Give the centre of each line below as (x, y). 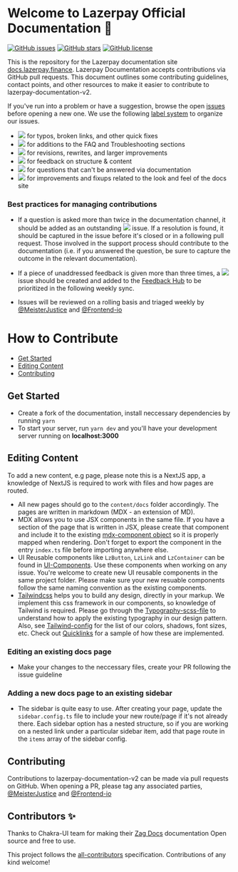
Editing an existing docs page (59, 652)
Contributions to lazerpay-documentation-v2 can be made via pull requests (118, 779)
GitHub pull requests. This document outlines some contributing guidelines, (118, 77)
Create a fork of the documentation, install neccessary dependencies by (124, 413)
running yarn (36, 420)
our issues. (24, 121)
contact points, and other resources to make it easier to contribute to (108, 84)
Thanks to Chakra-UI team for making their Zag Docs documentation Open (117, 833)
